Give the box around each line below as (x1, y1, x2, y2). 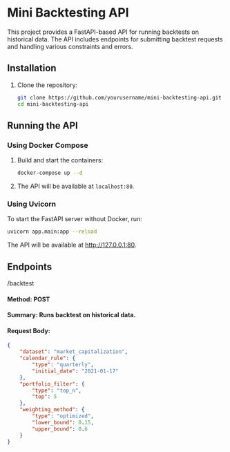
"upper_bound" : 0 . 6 (32, 425, 88, 433)
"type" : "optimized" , (32, 413, 95, 420)
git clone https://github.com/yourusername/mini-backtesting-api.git (17, 94, 222, 101)
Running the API (7, 120, 78, 131)
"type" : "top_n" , (32, 387, 82, 394)
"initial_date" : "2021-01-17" (32, 368, 119, 375)
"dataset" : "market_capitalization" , (19, 348, 128, 355)
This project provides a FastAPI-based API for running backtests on (7, 28, 199, 36)
